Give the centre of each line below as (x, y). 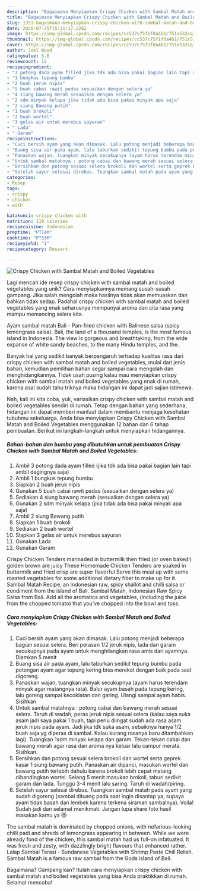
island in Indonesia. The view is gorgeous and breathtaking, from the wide (97, 338)
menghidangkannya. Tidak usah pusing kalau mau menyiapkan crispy (92, 375)
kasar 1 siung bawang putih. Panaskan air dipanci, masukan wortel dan (102, 765)
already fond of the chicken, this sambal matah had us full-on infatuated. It (98, 839)
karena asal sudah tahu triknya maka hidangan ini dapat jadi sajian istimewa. (100, 388)
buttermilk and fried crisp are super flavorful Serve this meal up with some (98, 572)
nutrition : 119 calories (37, 221)
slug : (13, 23)
